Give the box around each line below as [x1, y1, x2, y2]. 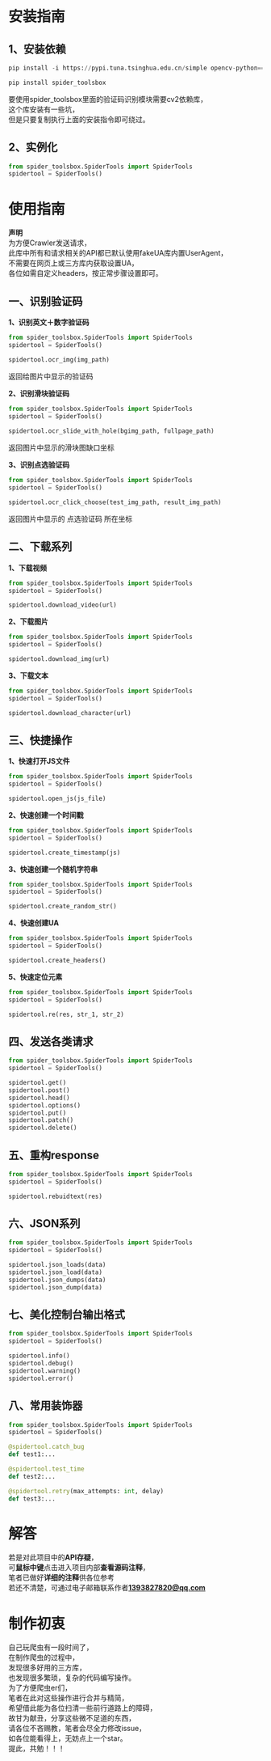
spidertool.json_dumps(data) [8, 1276, 106, 1284]
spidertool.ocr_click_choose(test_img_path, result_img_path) [8, 498, 222, 506]
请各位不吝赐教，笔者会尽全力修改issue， [8, 1724, 147, 1733]
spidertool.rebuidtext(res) [8, 1192, 103, 1200]
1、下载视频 [8, 563, 48, 573]
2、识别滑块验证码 [8, 388, 70, 398]
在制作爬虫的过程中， [8, 1653, 79, 1662]
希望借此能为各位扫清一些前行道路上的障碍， [8, 1704, 157, 1713]
